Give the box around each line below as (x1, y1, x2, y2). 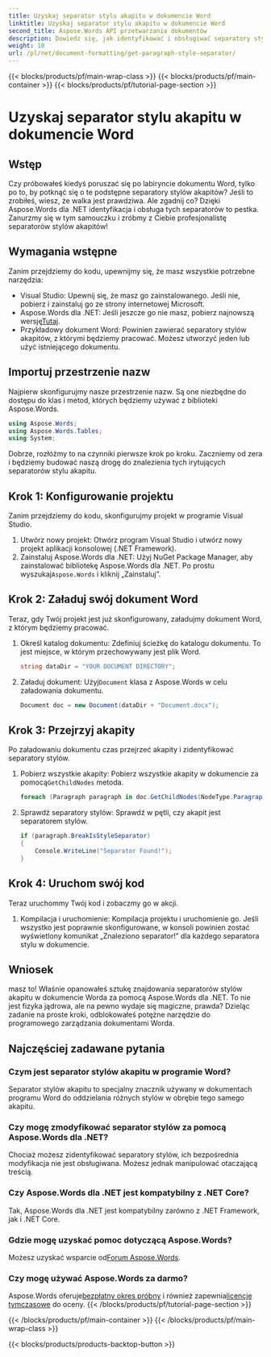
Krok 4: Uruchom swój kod (8, 876, 145, 891)
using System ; (8, 435, 56, 443)
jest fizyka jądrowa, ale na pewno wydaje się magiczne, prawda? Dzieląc (8, 1001, 250, 1011)
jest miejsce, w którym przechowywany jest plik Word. (19, 647, 202, 656)
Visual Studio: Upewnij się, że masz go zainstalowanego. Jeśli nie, (19, 290, 240, 300)
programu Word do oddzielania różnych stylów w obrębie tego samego (8, 1093, 244, 1103)
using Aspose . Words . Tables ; (8, 427, 103, 435)
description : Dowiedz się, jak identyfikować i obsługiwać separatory (8, 34, 251, 43)
